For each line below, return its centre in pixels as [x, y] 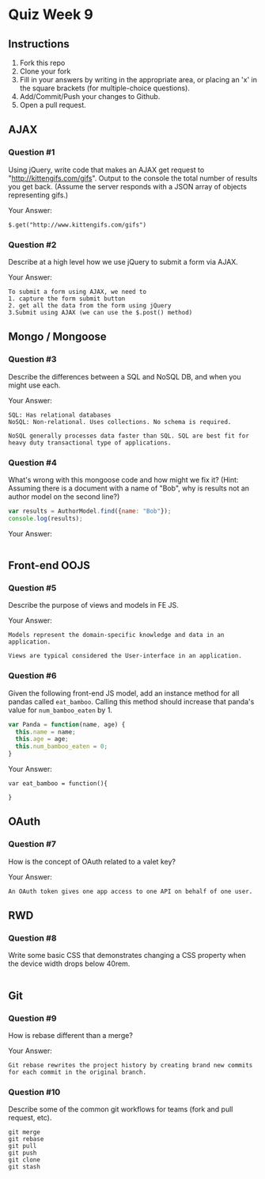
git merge [25, 1132]
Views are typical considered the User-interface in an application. [125, 656]
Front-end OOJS [49, 565]
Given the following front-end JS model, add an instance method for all [124, 693]
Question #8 [32, 938]
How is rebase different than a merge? [70, 1036]
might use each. [34, 385]
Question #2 [32, 245]
